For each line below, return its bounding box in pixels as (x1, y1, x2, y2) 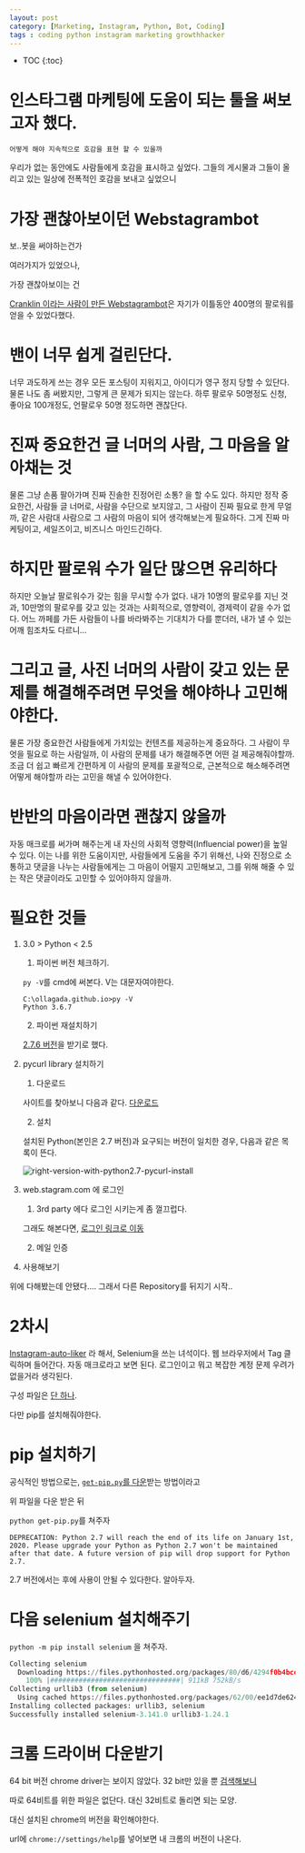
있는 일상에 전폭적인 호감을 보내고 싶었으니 (25, 174, 177, 185)
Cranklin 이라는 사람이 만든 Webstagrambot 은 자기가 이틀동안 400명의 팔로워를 (9, 298, 295, 309)
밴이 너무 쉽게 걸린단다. (9, 345, 172, 366)
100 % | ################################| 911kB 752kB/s (25, 1676, 242, 1686)
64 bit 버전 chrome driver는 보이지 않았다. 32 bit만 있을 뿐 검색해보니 (9, 1775, 257, 1786)
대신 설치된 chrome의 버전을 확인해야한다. (9, 1814, 160, 1825)
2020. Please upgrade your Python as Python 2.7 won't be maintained (9, 1541, 279, 1550)
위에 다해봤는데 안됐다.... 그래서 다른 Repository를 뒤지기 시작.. (9, 1280, 233, 1292)
